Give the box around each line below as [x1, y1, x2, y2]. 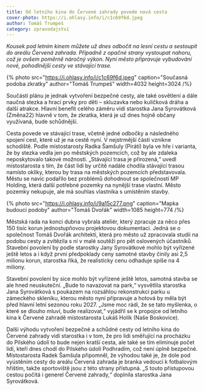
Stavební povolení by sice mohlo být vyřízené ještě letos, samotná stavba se [6, 275, 198, 283]
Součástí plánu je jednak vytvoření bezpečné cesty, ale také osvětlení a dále [6, 92, 198, 99]
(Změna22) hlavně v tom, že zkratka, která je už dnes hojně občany [6, 111, 175, 119]
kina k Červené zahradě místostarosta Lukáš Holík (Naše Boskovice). [6, 314, 180, 322]
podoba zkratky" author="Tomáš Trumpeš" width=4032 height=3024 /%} [6, 80, 192, 88]
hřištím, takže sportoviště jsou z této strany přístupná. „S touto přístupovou [6, 365, 195, 372]
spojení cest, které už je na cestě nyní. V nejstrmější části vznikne [6, 136, 172, 144]
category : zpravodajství [6, 26, 69, 32]
